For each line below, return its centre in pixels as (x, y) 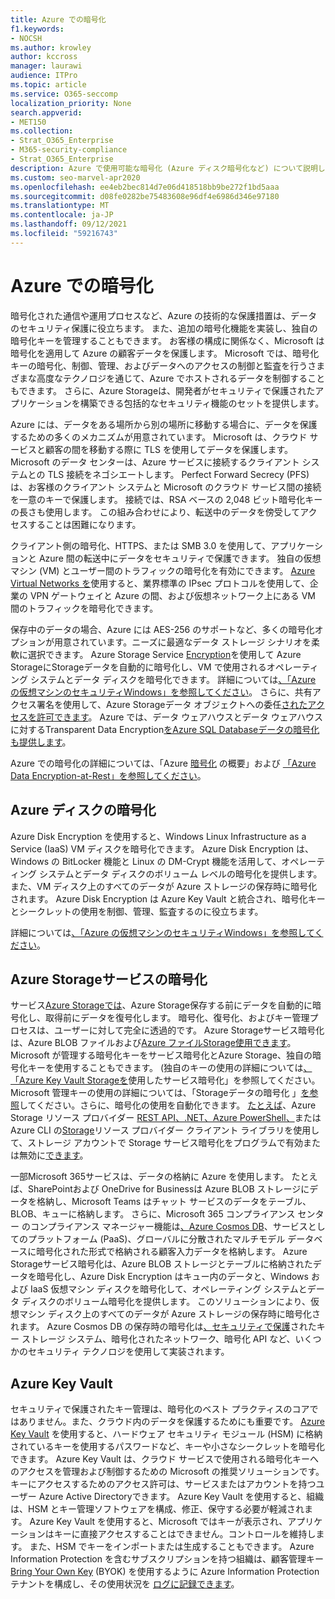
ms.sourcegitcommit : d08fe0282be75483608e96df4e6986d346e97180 (145, 196)
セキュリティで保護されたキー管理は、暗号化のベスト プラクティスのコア (160, 1409)
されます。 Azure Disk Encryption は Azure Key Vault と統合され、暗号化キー (168, 898)
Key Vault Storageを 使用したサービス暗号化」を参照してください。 (183, 1080)
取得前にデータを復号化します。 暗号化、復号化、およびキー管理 (177, 1018)
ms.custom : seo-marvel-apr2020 (75, 177)
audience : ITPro (44, 76)
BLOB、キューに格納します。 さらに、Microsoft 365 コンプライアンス (153, 1214)
